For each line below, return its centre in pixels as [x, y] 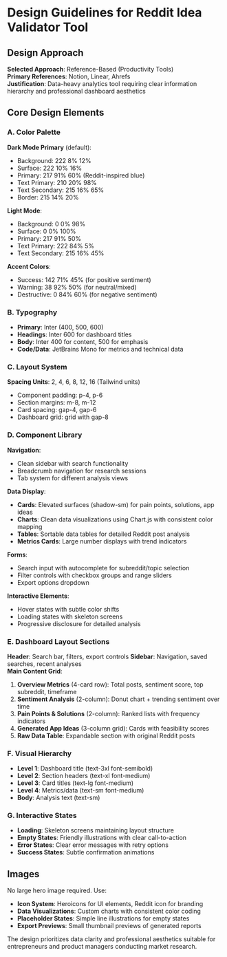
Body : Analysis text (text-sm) [58, 798]
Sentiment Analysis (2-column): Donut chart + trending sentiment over [118, 699]
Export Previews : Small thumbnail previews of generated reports [109, 926]
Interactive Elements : [38, 596]
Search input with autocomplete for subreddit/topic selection [103, 568]
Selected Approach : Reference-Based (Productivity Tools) [90, 69]
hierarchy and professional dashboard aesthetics [76, 91]
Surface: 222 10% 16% [50, 168]
